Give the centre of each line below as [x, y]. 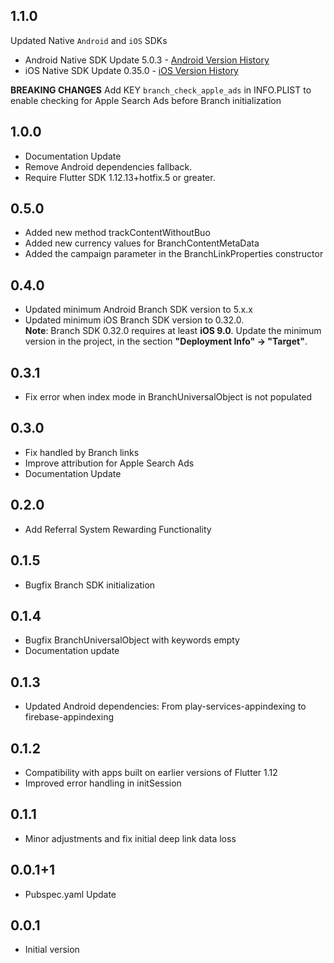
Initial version [52, 950]
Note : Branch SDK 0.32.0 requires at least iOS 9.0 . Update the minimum [173, 331]
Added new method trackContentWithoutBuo [117, 233]
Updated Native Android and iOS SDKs [89, 40]
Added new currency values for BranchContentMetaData [142, 243]
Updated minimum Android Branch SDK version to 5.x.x [138, 310]
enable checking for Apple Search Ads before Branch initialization [146, 100]
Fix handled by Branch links [82, 452]
